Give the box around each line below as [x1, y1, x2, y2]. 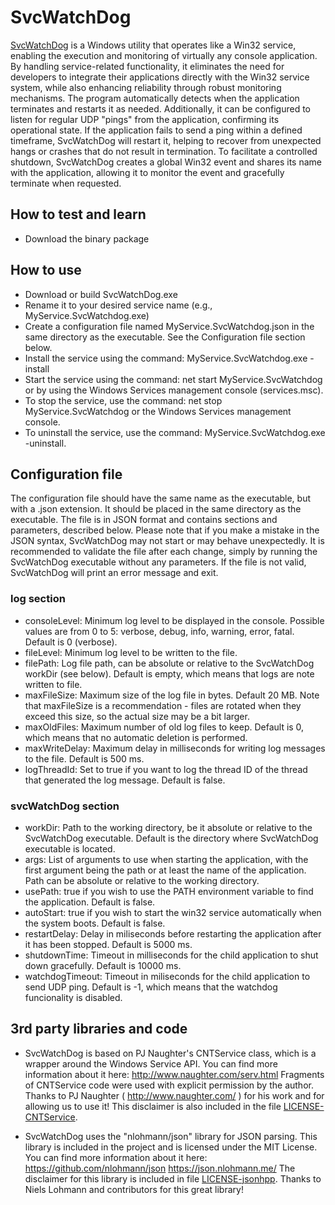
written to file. [24, 678, 83, 690]
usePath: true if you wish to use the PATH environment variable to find [24, 885, 314, 897]
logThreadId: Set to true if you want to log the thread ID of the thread [24, 763, 308, 775]
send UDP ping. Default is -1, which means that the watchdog [24, 981, 278, 993]
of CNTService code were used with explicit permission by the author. [24, 1079, 314, 1091]
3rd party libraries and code [10, 1021, 188, 1038]
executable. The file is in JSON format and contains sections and [10, 514, 278, 526]
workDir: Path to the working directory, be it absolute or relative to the [24, 821, 313, 833]
